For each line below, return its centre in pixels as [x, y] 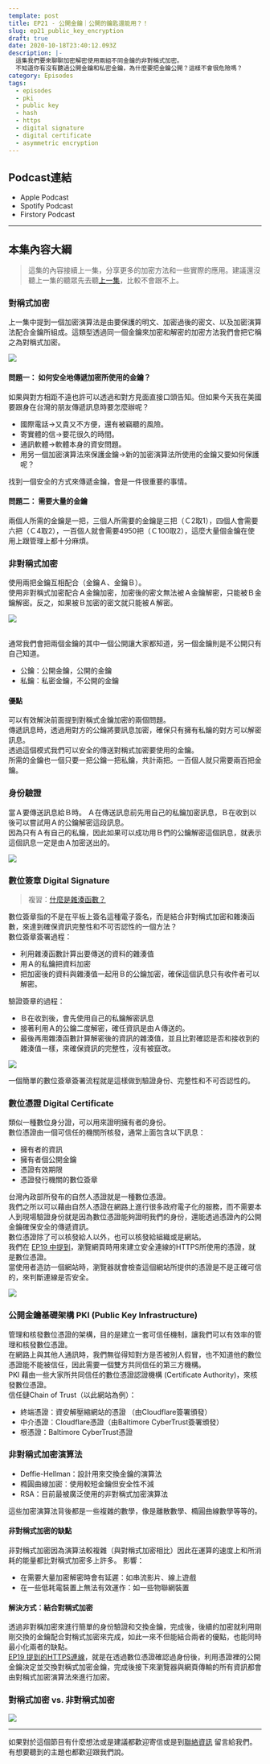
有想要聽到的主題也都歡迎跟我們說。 [68, 1752]
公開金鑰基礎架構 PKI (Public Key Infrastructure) [103, 1315]
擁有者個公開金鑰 [48, 1160]
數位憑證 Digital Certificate [61, 1103]
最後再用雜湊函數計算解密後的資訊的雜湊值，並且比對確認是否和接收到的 [139, 1038]
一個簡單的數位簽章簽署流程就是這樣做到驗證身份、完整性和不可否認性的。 [131, 1080]
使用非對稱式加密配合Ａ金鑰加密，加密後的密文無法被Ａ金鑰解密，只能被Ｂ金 [135, 593]
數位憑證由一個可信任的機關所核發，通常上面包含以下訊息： [107, 1132]
